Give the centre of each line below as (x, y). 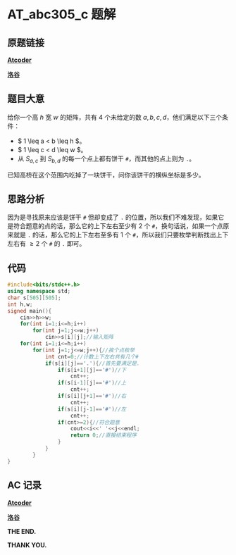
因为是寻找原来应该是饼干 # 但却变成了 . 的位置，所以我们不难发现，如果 (113, 217)
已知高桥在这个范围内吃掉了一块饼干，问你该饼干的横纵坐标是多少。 (106, 175)
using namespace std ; (39, 292)
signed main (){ (30, 311)
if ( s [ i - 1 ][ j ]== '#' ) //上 (92, 383)
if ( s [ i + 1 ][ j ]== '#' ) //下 (92, 370)
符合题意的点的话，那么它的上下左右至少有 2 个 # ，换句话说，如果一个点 (118, 226)
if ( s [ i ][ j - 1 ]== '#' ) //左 (92, 409)
